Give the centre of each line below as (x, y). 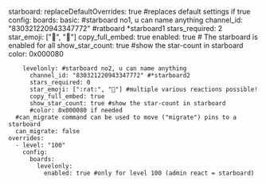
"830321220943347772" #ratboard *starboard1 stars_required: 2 (115, 28)
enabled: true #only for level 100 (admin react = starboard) (149, 173)
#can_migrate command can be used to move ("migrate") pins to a (126, 117)
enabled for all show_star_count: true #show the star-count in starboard (126, 45)
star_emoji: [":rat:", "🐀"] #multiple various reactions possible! (144, 89)
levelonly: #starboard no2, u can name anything (105, 69)
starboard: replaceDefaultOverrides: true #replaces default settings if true (129, 12)
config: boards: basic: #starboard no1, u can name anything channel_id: (125, 20)
